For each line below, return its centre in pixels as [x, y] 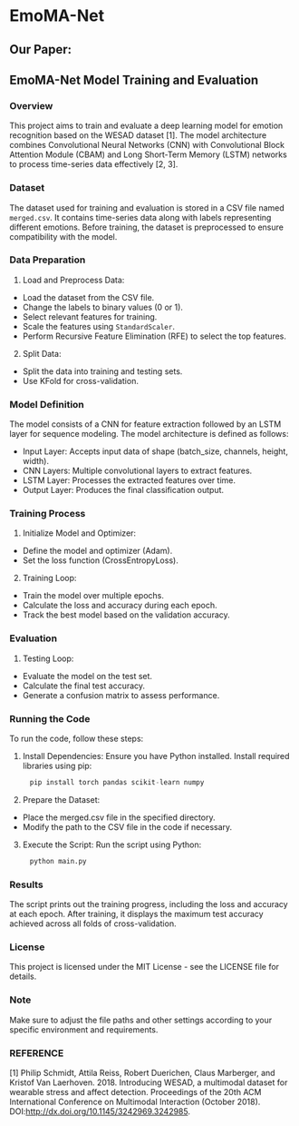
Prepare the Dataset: [61, 799]
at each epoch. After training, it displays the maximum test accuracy [137, 914]
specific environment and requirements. [84, 1029]
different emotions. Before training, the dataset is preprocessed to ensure [146, 227]
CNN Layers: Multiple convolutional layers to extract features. [137, 471]
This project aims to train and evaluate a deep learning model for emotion [146, 126]
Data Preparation [48, 260]
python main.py [58, 861]
